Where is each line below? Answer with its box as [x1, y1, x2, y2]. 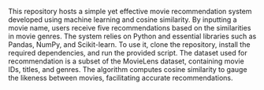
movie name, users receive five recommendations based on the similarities [8, 23, 251, 32]
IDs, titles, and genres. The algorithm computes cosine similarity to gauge [8, 65, 247, 74]
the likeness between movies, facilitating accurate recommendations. [8, 74, 233, 82]
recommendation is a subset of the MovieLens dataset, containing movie [8, 56, 244, 66]
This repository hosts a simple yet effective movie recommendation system [8, 7, 252, 16]
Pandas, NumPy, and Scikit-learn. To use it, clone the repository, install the [8, 40, 251, 49]
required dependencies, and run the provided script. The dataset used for [8, 49, 247, 57]
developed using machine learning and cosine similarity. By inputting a [8, 15, 238, 24]
